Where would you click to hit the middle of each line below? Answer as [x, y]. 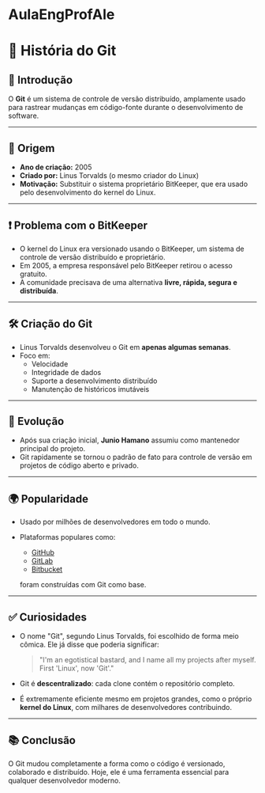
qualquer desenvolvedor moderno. [64, 780]
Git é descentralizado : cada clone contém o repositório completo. [127, 684]
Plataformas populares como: [67, 537]
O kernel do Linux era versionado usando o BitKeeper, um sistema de [132, 249]
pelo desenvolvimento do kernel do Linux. [88, 192]
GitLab [42, 561]
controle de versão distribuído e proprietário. [92, 257]
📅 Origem [32, 148]
